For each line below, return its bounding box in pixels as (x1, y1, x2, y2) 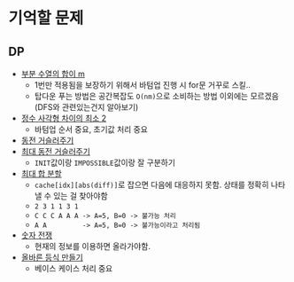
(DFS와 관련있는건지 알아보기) (34, 102, 139, 112)
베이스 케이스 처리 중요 (34, 263, 113, 273)
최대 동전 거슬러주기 (20, 146, 90, 156)
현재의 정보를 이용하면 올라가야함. (34, 241, 151, 251)
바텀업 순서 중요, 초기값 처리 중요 (34, 124, 148, 134)
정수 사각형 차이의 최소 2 (20, 113, 107, 123)
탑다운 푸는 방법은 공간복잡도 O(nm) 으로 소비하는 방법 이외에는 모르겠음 (34, 90, 280, 101)
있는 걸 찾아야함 (53, 191, 108, 200)
